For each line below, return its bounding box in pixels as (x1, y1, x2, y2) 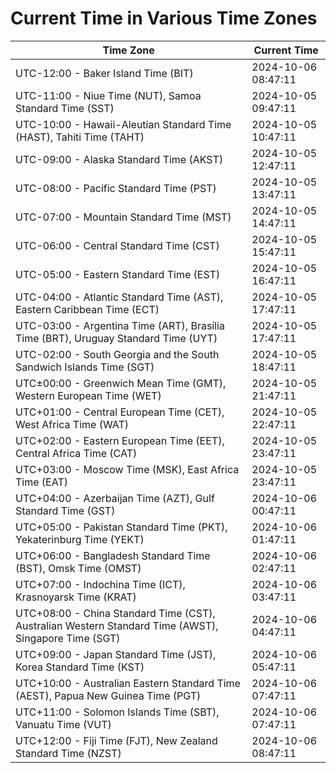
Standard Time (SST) (15, 101, 115, 115)
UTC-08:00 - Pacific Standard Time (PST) (15, 181, 217, 195)
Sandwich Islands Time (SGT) (15, 360, 155, 374)
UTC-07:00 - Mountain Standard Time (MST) (15, 210, 232, 224)
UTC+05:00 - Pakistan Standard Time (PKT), (15, 520, 228, 534)
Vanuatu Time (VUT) (15, 717, 112, 731)
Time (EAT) (15, 475, 68, 489)
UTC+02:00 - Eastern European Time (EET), (15, 433, 225, 447)
